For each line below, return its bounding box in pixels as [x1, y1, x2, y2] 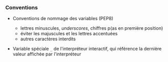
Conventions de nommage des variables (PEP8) [12, 16, 113, 22]
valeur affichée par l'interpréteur [12, 51, 82, 57]
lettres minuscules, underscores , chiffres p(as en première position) [20, 25, 163, 31]
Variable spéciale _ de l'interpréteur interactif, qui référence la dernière [12, 46, 162, 52]
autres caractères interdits [20, 36, 76, 42]
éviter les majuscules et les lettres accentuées [20, 31, 118, 37]
